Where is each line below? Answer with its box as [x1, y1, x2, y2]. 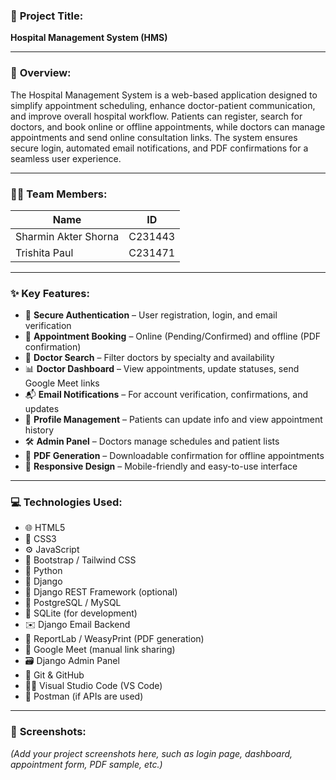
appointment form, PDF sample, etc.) [10, 758, 163, 770]
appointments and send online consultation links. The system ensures [10, 131, 298, 143]
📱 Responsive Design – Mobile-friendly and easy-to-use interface [24, 460, 298, 473]
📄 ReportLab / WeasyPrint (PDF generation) [24, 633, 205, 645]
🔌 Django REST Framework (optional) [24, 586, 178, 598]
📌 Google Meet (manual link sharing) [24, 644, 176, 656]
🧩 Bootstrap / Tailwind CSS [24, 554, 137, 566]
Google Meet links [24, 377, 100, 389]
